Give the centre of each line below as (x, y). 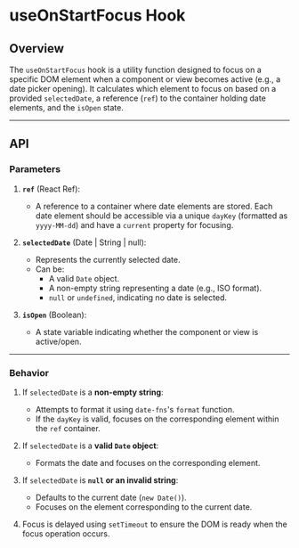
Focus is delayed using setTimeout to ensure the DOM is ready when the (154, 524)
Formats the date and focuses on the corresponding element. (148, 462)
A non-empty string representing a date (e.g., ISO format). (155, 288)
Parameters (35, 169)
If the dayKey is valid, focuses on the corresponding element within (157, 419)
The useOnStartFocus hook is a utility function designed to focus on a (136, 70)
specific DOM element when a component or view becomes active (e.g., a (145, 79)
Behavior (29, 372)
